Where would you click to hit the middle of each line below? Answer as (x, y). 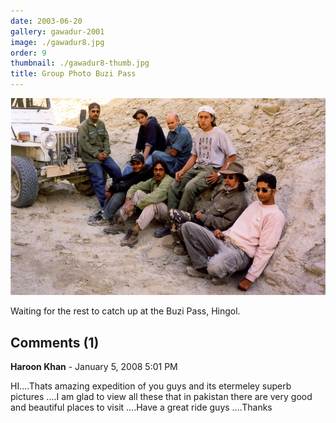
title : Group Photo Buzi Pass (73, 74)
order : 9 (28, 53)
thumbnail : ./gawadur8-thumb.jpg (80, 63)
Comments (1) (55, 342)
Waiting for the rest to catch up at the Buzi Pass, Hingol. (125, 311)
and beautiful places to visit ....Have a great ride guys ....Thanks (141, 407)
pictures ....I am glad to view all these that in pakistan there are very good (161, 397)
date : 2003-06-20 (46, 21)
